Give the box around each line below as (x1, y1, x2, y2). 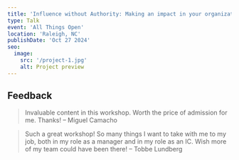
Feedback (7, 90, 53, 102)
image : (14, 50, 33, 58)
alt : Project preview (20, 63, 84, 70)
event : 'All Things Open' (7, 23, 84, 31)
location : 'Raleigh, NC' (7, 30, 81, 38)
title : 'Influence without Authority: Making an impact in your (7, 10, 202, 18)
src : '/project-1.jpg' (20, 57, 87, 64)
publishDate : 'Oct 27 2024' (7, 37, 91, 44)
